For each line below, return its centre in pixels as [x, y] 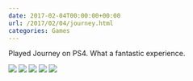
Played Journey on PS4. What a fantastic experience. [97, 54]
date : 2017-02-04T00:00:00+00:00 [65, 16]
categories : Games [39, 30]
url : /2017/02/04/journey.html [61, 23]
